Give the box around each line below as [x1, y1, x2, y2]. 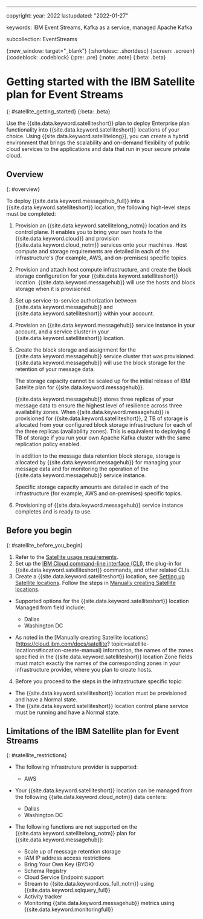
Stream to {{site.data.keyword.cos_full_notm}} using [24, 880, 154, 887]
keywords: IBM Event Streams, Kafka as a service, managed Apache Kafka [6, 24, 193, 31]
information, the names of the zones [103, 646, 193, 653]
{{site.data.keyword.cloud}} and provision [14, 235, 120, 242]
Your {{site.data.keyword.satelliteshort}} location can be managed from [14, 787, 193, 794]
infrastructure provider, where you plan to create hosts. [14, 666, 153, 673]
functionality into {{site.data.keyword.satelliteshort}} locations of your [6, 125, 180, 133]
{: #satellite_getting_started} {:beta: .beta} [6, 107, 111, 115]
